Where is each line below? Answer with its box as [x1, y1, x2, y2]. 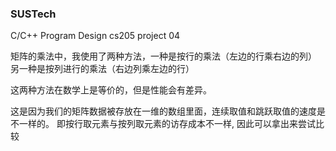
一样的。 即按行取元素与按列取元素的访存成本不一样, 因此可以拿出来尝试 [18, 118, 316, 130]
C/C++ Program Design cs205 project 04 [10, 30, 181, 42]
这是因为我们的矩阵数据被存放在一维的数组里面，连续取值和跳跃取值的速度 [10, 105, 317, 117]
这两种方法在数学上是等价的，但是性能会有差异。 [10, 84, 212, 96]
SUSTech [10, 7, 57, 21]
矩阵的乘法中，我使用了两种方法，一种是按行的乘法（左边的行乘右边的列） [10, 50, 317, 62]
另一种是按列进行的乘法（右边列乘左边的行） [10, 63, 195, 75]
